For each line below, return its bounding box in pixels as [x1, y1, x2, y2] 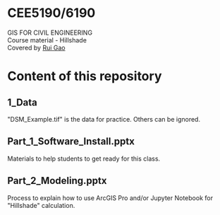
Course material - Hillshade [7, 35, 87, 44]
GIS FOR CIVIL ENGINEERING [7, 28, 93, 37]
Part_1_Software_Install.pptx [7, 136, 135, 148]
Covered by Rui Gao [7, 43, 66, 52]
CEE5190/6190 [7, 5, 96, 21]
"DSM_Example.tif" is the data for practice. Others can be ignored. [7, 115, 201, 123]
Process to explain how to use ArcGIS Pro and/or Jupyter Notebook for [7, 193, 214, 202]
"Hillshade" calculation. [7, 201, 75, 209]
